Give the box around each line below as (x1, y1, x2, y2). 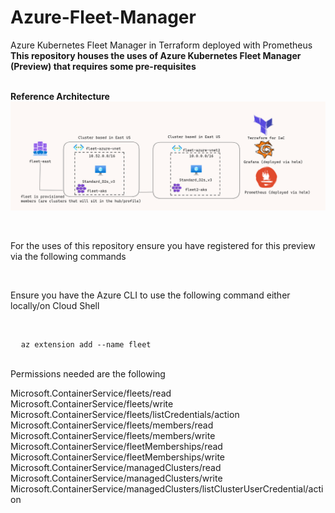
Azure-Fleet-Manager (10, 6, 197, 29)
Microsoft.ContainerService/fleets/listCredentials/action (10, 409, 240, 421)
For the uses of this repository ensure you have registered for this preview (10, 240, 316, 252)
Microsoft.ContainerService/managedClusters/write (10, 472, 223, 485)
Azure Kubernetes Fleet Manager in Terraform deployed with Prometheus (10, 39, 313, 51)
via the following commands (10, 251, 127, 263)
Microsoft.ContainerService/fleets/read (10, 387, 172, 400)
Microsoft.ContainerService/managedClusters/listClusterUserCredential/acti (10, 483, 324, 495)
